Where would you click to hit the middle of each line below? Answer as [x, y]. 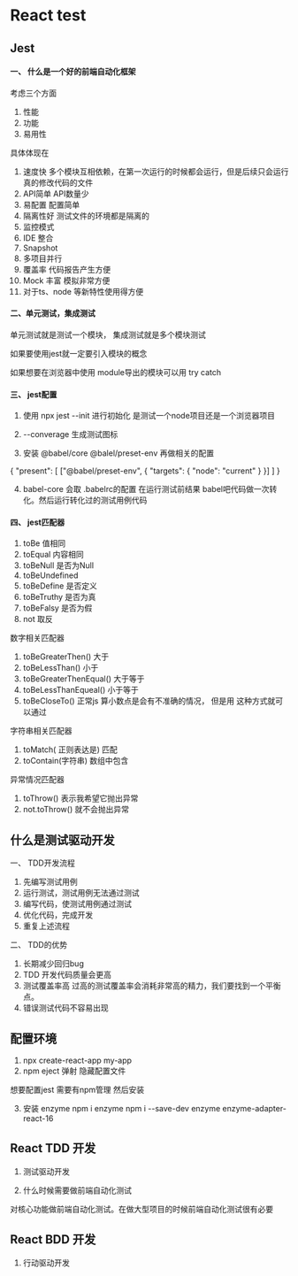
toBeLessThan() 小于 [61, 668]
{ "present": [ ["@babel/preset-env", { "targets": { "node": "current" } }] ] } [145, 471]
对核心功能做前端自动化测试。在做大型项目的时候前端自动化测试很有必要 [141, 1209]
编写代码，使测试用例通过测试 [77, 904]
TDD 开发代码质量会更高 [67, 975]
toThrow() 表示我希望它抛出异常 [80, 798]
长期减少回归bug [53, 964]
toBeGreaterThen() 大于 [66, 657]
